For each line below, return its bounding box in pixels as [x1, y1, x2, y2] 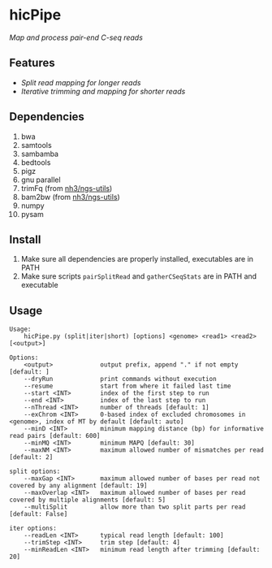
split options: [9, 467, 61, 476]
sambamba [20, 149, 59, 158]
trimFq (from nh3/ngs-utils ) [20, 183, 113, 193]
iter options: [9, 524, 58, 533]
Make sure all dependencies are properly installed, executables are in [20, 254, 254, 264]
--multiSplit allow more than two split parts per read [24, 503, 246, 511]
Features [9, 56, 55, 70]
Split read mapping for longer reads [20, 77, 141, 87]
